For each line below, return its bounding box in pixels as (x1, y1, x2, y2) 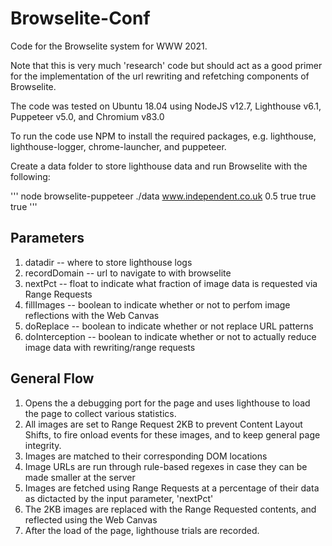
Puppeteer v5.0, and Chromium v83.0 (10, 110, 165, 122)
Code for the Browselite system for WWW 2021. (10, 40, 208, 52)
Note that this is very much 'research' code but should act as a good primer (10, 59, 323, 71)
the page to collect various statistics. (24, 407, 177, 419)
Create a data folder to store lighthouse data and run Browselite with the (10, 160, 308, 172)
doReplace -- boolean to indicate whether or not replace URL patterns (24, 320, 314, 332)
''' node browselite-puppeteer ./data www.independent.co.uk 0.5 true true (10, 190, 317, 202)
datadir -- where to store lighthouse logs (24, 256, 193, 268)
